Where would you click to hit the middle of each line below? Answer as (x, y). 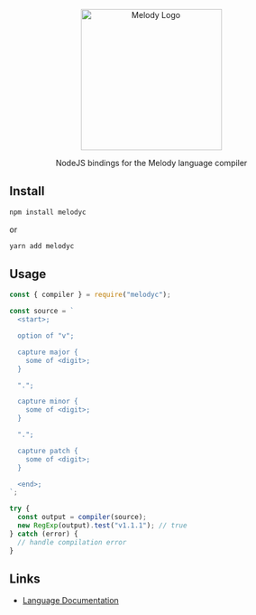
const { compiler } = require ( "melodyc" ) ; (90, 295)
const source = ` (42, 312)
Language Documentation (70, 601)
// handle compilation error (72, 542)
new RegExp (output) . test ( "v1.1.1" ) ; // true (102, 526)
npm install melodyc (48, 212)
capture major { (48, 352)
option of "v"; (46, 336)
